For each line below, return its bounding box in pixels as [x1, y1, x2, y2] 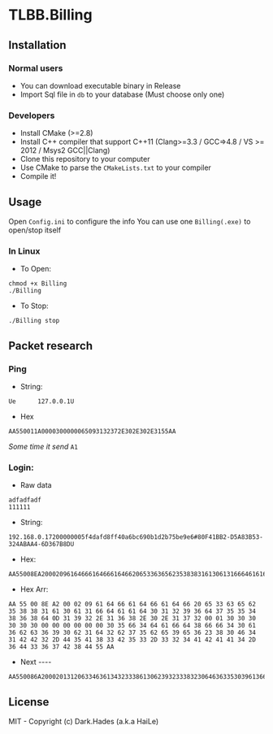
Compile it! [19, 172, 57, 181]
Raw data [19, 480, 52, 490]
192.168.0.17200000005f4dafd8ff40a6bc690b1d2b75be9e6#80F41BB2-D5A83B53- [8, 533, 264, 541]
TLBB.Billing [8, 6, 93, 24]
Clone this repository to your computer [19, 154, 150, 164]
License [8, 695, 50, 709]
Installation [8, 38, 67, 52]
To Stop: [19, 301, 49, 311]
